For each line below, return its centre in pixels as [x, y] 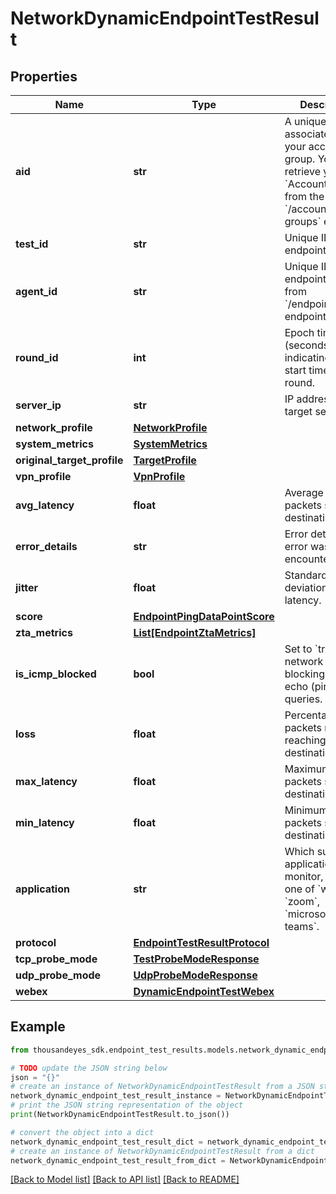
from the [304, 196]
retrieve [303, 171]
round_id [37, 357]
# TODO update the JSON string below [89, 1068]
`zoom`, [302, 901]
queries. [303, 699]
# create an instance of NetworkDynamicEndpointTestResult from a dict [162, 1151]
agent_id [36, 291]
